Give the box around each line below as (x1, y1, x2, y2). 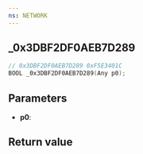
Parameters (8, 91, 68, 105)
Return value (8, 136, 73, 149)
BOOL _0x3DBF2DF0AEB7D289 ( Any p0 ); (8, 69, 126, 78)
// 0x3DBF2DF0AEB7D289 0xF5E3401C (8, 62, 123, 70)
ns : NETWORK (8, 11, 48, 20)
